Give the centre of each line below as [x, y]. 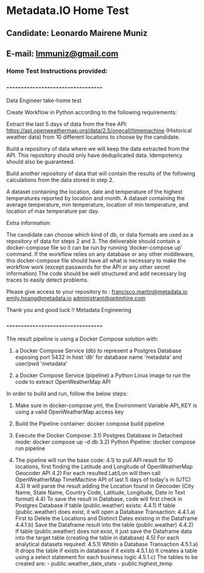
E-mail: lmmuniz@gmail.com [62, 53]
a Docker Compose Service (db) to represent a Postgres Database [98, 351]
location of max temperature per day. [53, 211]
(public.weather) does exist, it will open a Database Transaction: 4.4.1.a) [105, 512]
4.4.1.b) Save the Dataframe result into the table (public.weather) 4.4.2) [104, 525]
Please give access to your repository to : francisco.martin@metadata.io [97, 292]
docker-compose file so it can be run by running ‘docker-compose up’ [94, 248]
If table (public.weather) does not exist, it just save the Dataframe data [104, 531]
